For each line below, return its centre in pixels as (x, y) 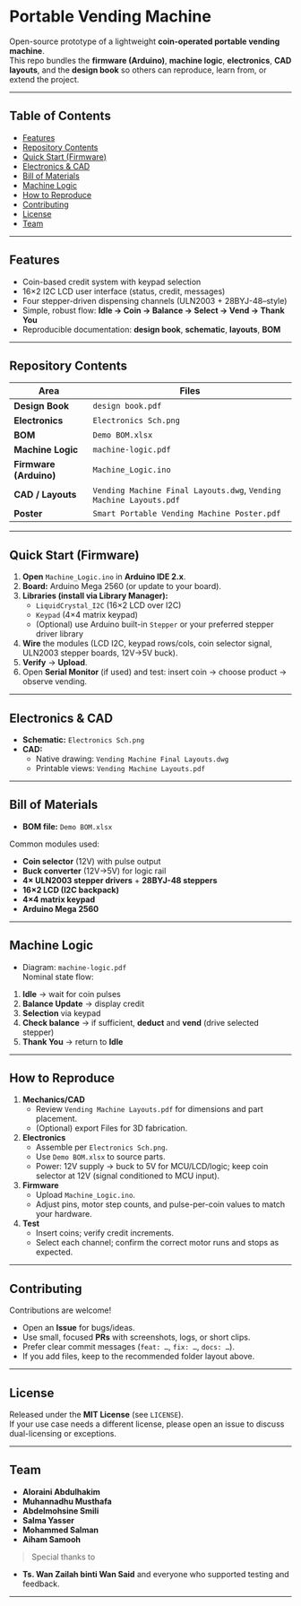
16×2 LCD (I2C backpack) (70, 890)
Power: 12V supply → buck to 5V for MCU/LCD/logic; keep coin (152, 1167)
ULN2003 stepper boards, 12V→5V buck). (100, 653)
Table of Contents (60, 116)
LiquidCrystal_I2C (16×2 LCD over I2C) (108, 605)
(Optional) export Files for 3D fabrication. (112, 1128)
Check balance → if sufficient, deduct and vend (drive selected (141, 1022)
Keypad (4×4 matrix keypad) (87, 615)
